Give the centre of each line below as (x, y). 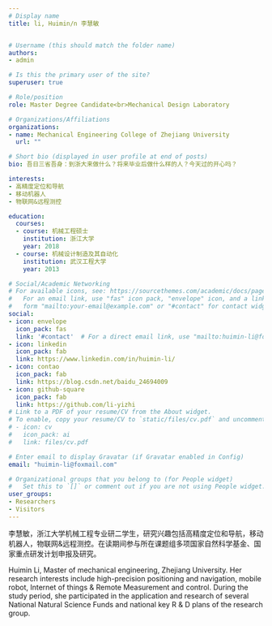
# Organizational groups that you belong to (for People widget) (121, 479)
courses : (30, 224)
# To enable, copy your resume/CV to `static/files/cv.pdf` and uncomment (137, 420)
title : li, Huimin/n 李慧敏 (54, 24)
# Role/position (36, 97)
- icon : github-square (47, 389)
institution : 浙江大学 (59, 239)
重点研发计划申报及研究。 (58, 554)
